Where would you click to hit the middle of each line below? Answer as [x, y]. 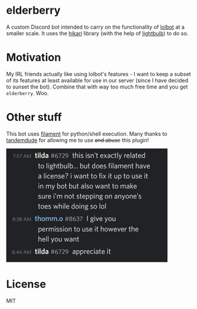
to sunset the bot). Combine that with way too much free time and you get [97, 87]
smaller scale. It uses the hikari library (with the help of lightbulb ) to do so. [97, 33]
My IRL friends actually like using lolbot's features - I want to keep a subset [98, 74]
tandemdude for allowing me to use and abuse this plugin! [78, 140]
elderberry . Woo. [27, 93]
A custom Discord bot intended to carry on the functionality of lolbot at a [96, 27]
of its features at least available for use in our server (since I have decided [97, 80]
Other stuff [34, 117]
